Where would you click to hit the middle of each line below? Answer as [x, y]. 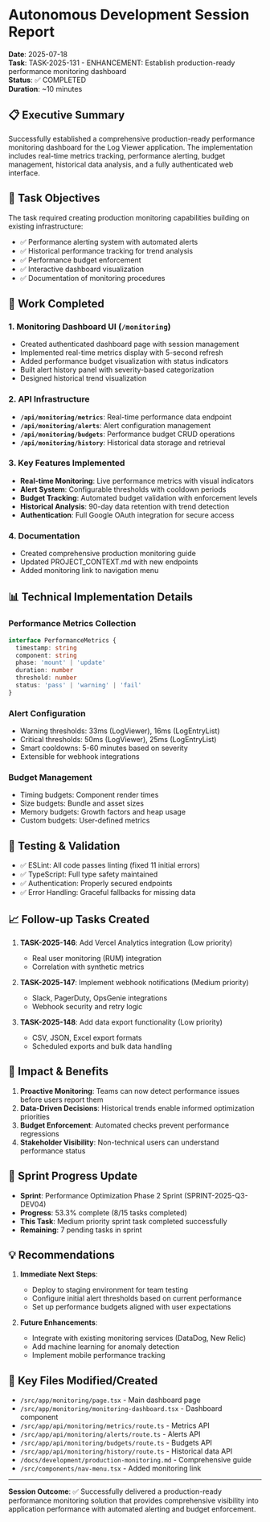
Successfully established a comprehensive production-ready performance [132, 138]
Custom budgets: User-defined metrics [85, 821]
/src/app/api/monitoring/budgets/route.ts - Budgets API [116, 1443]
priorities [35, 1116]
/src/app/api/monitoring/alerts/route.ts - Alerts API [110, 1434]
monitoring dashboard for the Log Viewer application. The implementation [131, 147]
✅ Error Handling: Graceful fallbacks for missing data [108, 893]
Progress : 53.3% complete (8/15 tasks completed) [103, 1212]
